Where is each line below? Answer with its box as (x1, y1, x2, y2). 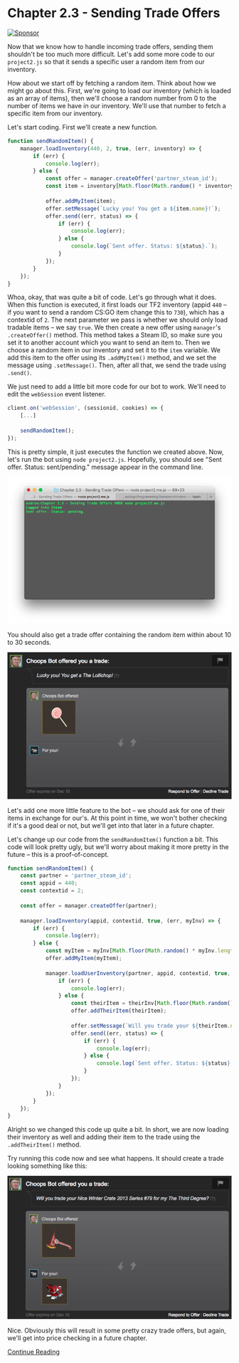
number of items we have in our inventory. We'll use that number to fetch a (7, 101, 226, 110)
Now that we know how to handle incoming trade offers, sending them (7, 42, 213, 51)
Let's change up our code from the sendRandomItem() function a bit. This (7, 835, 218, 843)
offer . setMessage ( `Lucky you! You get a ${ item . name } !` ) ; (45, 205, 221, 212)
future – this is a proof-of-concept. (7, 850, 109, 858)
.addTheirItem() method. (7, 1140, 82, 1149)
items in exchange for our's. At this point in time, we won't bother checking (7, 814, 228, 822)
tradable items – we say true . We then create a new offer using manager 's (7, 323, 221, 332)
